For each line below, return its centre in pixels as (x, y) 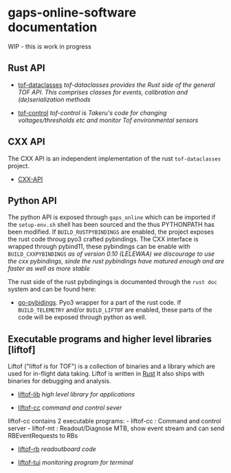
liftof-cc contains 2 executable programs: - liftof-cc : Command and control (114, 421)
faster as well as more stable (49, 269)
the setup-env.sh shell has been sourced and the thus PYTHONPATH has (111, 225)
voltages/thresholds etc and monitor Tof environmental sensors (108, 120)
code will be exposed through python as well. (82, 317)
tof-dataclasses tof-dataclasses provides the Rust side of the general (116, 85)
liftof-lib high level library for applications (76, 394)
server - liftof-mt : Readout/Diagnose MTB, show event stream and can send (116, 428)
